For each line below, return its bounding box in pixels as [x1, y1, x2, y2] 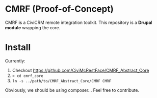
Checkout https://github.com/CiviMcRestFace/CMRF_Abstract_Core [12, 67, 150, 73]
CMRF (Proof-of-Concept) [5, 3, 114, 15]
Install [5, 42, 31, 53]
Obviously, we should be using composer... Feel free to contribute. [5, 87, 139, 93]
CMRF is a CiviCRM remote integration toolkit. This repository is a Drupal [5, 20, 153, 25]
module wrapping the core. [5, 24, 60, 30]
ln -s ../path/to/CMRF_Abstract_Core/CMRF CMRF [12, 78, 111, 83]
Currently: [5, 58, 26, 64]
